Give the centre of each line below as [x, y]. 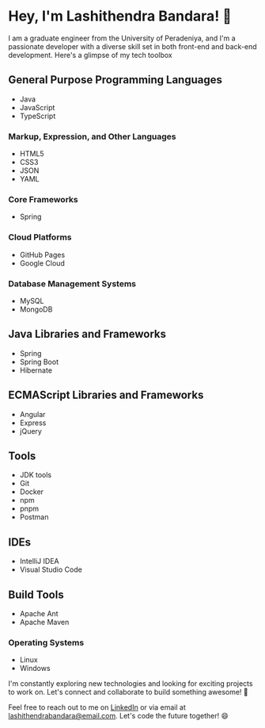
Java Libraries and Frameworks [87, 334]
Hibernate [36, 370]
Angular [32, 414]
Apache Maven [44, 622]
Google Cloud [42, 263]
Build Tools [36, 594]
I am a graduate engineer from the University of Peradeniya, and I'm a [122, 38]
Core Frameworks [43, 199]
